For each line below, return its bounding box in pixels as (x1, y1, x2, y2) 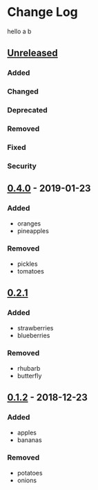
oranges (17, 219, 41, 228)
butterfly (17, 371, 42, 380)
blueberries (17, 331, 50, 339)
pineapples (17, 226, 50, 235)
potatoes (17, 468, 43, 477)
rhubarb (17, 364, 41, 372)
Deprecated (7, 105, 48, 115)
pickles (17, 260, 38, 268)
